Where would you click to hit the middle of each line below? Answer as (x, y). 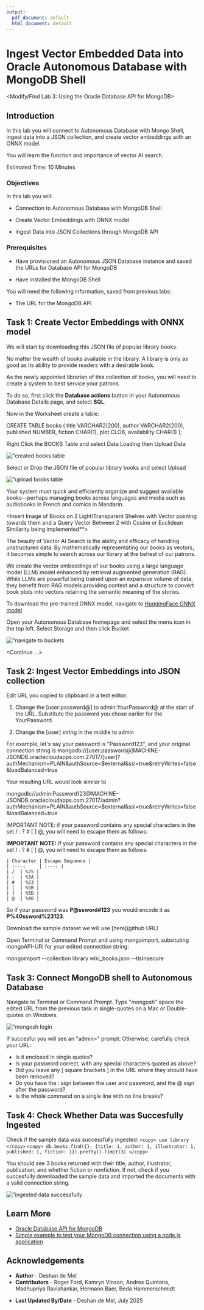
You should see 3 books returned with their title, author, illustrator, (89, 1163)
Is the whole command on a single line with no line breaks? (89, 1096)
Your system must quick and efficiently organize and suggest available (95, 491)
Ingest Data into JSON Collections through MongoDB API (86, 232)
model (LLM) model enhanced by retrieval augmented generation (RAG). (97, 572)
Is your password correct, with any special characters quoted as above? (106, 1064)
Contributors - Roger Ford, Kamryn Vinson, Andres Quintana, (92, 1282)
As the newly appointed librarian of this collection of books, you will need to (101, 377)
